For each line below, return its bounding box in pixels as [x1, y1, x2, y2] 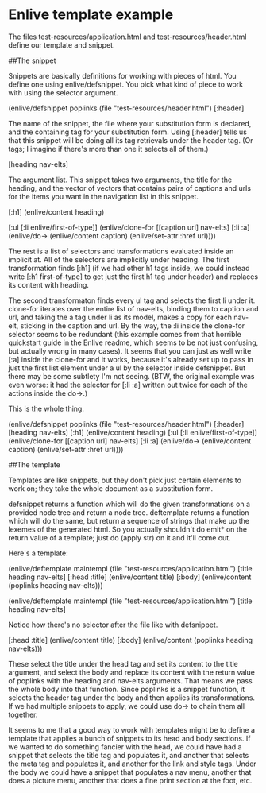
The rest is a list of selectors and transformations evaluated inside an [8, 246, 234, 256]
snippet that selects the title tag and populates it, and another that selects [8, 750, 249, 760]
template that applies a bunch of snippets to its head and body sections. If [8, 733, 251, 743]
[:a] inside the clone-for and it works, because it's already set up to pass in [8, 354, 254, 364]
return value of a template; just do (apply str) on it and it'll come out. [8, 532, 232, 542]
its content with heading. [8, 280, 90, 289]
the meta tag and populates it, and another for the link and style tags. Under [8, 759, 256, 768]
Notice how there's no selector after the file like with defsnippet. [8, 620, 218, 629]
